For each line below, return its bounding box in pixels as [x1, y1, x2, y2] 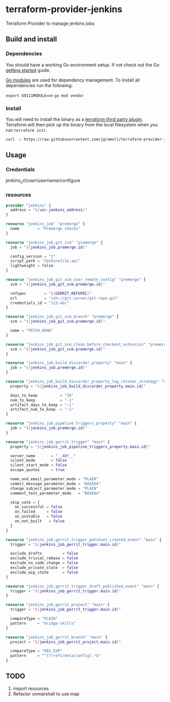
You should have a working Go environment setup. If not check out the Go [6, 62, 159, 68]
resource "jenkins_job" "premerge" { [6, 221, 85, 226]
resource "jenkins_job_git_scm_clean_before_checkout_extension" [6, 342, 146, 347]
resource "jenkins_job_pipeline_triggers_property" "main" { [6, 421, 137, 426]
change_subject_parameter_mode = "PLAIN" [10, 486, 99, 491]
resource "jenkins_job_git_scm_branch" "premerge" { [6, 314, 119, 320]
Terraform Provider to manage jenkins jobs [6, 20, 95, 26]
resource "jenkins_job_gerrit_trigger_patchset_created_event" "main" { [6, 537, 162, 542]
